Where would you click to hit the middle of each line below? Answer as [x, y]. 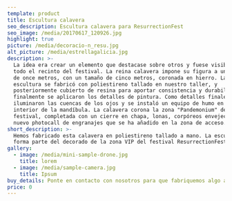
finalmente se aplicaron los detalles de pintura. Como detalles [109, 97]
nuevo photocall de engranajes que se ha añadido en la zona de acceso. [120, 123]
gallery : [20, 149]
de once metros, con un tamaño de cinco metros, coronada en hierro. [115, 78]
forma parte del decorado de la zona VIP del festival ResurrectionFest [120, 142]
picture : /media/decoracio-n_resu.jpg [63, 46]
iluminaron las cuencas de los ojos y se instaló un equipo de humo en [119, 104]
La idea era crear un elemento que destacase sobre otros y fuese [111, 65]
